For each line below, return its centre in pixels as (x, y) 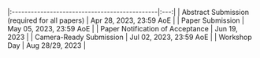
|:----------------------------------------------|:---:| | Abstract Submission (128, 12)
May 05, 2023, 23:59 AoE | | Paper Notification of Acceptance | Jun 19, (123, 29)
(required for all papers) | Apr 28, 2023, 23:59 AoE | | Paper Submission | (126, 20)
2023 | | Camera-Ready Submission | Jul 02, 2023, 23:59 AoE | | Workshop (130, 37)
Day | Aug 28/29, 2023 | (46, 45)
